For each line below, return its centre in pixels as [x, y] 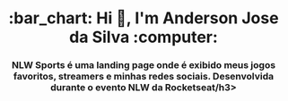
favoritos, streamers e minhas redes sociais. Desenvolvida [144, 77]
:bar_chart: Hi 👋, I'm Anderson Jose [144, 18]
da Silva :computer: [144, 37]
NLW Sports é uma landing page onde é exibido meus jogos [144, 65]
